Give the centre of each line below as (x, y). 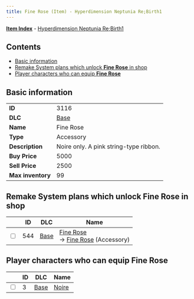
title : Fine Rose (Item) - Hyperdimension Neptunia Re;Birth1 (84, 12)
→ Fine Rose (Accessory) (94, 240)
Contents (24, 47)
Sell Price (23, 166)
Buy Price (23, 156)
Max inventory (30, 175)
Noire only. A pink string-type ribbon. (108, 147)
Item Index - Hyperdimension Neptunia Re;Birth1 (65, 28)
